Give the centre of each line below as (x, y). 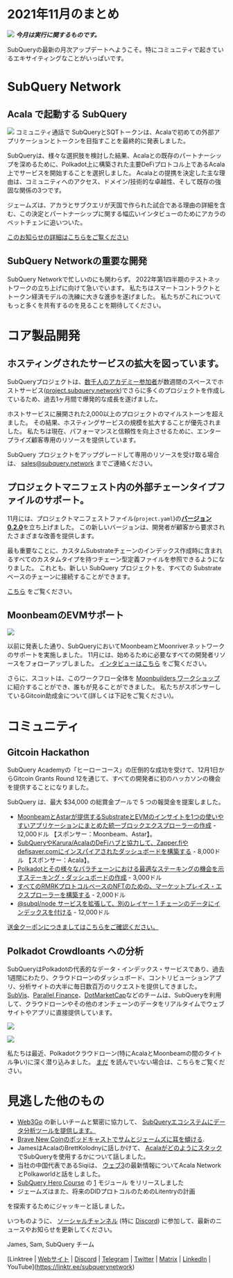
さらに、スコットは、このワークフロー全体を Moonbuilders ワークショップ (114, 679)
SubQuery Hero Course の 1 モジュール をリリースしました (101, 1183)
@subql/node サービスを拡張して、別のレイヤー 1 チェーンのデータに (116, 904)
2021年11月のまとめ (63, 14)
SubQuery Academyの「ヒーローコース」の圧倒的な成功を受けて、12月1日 (113, 770)
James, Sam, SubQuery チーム (51, 1245)
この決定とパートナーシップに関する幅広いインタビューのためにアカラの (122, 213)
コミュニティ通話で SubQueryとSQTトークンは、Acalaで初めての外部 (115, 132)
